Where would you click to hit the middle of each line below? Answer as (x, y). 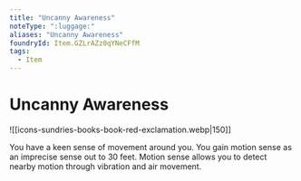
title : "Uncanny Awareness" (63, 18)
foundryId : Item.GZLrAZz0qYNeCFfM (75, 43)
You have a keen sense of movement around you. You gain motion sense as (151, 147)
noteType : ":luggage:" (52, 26)
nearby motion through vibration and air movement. (106, 166)
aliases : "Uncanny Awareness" (67, 34)
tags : (19, 52)
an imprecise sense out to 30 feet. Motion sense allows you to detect (138, 157)
